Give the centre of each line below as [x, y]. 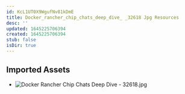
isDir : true [21, 46]
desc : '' [17, 23]
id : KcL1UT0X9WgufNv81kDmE [40, 12]
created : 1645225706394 [36, 34]
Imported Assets [38, 70]
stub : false [21, 40]
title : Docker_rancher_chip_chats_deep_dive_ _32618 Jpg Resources [93, 17]
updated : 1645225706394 [36, 29]
